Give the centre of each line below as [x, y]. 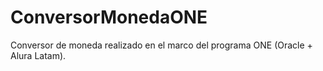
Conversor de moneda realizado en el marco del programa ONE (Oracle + [161, 45]
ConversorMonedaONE [109, 17]
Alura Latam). [38, 55]
